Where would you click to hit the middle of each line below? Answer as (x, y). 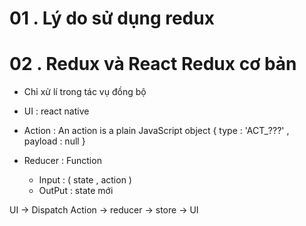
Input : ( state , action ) (85, 180)
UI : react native (56, 111)
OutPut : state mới (76, 191)
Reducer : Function (62, 161)
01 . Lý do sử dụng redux (112, 18)
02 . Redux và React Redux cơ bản (153, 64)
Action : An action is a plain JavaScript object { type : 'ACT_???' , (156, 131)
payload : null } (54, 141)
